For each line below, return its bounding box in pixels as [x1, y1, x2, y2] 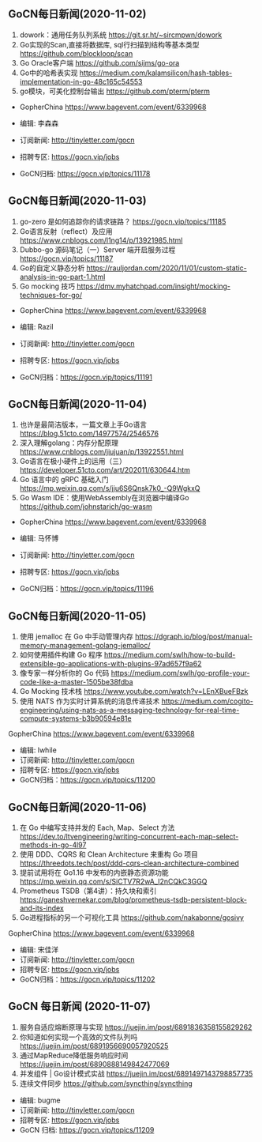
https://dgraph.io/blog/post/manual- [135, 631, 253, 642]
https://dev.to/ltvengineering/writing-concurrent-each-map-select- [19, 832, 239, 842]
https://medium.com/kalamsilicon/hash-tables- [79, 68, 233, 77]
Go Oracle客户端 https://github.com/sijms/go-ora [19, 58, 180, 67]
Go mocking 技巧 [19, 281, 76, 291]
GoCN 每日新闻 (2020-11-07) [8, 1000, 152, 1013]
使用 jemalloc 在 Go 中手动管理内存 [19, 631, 134, 642]
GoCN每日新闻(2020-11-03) [8, 194, 148, 208]
